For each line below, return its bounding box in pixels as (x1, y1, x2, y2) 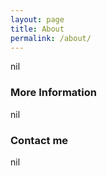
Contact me (10, 133, 69, 147)
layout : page (10, 14, 65, 25)
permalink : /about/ (10, 33, 92, 43)
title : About (10, 24, 65, 34)
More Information (10, 86, 97, 100)
